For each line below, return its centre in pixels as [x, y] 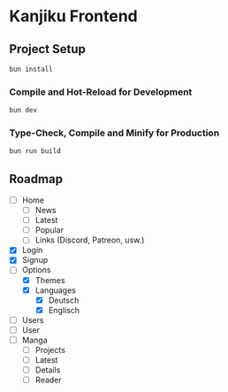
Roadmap [36, 179]
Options [36, 270]
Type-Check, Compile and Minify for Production [114, 133]
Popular [49, 230]
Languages [56, 290]
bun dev [23, 111]
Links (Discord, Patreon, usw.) [90, 240]
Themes [50, 280]
